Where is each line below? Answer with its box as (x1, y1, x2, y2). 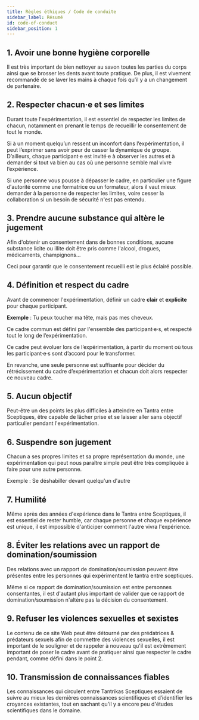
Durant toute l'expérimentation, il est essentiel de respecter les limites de (7, 115, 186, 122)
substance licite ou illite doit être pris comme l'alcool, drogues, (7, 244, 160, 252)
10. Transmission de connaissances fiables (7, 672, 170, 682)
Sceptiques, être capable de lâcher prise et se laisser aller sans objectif (7, 413, 182, 421)
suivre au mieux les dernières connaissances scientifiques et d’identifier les (7, 694, 193, 701)
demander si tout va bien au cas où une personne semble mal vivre (7, 159, 172, 166)
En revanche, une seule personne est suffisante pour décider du (7, 361, 164, 368)
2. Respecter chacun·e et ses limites (7, 100, 145, 110)
